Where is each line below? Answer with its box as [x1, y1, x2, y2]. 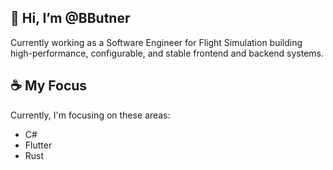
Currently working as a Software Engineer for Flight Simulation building [10, 36, 303, 48]
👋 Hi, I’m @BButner [10, 10, 131, 27]
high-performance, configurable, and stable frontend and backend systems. [10, 47, 325, 59]
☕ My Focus [10, 77, 88, 95]
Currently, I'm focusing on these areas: [10, 109, 171, 121]
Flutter [24, 139, 53, 151]
